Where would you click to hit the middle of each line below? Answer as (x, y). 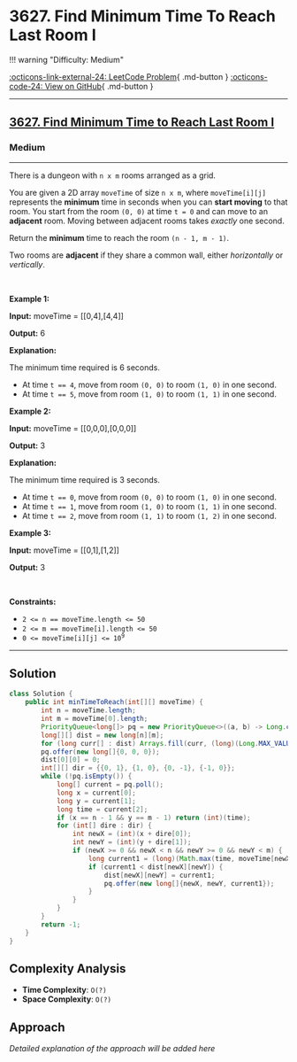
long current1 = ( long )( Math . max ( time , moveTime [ (181, 858)
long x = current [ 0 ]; (96, 793)
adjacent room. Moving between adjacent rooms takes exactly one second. (147, 221)
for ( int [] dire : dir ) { (104, 826)
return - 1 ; (61, 924)
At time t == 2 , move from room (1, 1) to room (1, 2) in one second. (149, 515)
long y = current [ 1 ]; (96, 801)
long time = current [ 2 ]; (102, 809)
